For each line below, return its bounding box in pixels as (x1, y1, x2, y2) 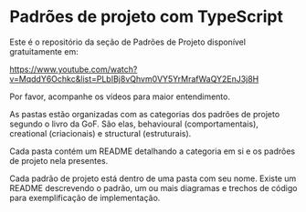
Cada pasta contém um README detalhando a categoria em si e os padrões (9, 146, 295, 156)
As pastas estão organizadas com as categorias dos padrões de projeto (9, 108, 280, 119)
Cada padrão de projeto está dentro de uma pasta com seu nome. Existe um (9, 173, 297, 184)
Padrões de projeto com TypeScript (9, 6, 283, 27)
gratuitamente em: (9, 45, 79, 56)
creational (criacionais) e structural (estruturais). (9, 127, 192, 138)
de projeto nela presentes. (9, 155, 109, 166)
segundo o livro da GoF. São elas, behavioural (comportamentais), (9, 118, 259, 129)
